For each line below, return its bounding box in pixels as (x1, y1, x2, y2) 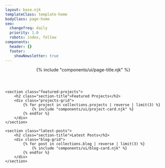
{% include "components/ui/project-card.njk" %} (31, 107, 134, 112)
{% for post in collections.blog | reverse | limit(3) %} (23, 142, 145, 147)
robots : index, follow (9, 35, 56, 40)
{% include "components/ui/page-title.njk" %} (36, 67, 130, 73)
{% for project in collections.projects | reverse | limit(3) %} (23, 103, 161, 108)
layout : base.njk (5, 7, 41, 12)
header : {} (9, 44, 32, 49)
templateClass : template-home (5, 12, 68, 17)
